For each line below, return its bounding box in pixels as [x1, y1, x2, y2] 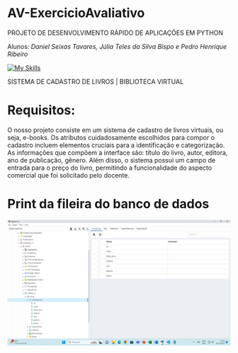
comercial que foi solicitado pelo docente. [7, 170, 130, 179]
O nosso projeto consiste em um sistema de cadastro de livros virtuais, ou [7, 126, 224, 134]
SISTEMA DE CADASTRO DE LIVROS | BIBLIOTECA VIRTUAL [7, 77, 184, 86]
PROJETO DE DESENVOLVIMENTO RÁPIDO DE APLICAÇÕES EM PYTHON [7, 28, 224, 37]
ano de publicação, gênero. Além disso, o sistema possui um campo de [7, 156, 216, 164]
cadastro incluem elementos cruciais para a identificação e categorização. [7, 141, 225, 149]
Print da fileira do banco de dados [7, 196, 210, 212]
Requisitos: [7, 102, 76, 119]
